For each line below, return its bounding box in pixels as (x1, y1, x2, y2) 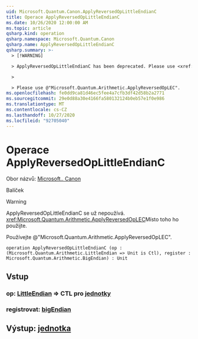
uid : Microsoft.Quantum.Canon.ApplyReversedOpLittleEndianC (6, 8, 157, 15)
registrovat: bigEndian (6, 305, 72, 314)
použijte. (6, 222, 28, 230)
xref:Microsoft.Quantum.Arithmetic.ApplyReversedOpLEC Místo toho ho (6, 216, 179, 223)
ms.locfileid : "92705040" (6, 118, 70, 124)
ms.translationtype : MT (6, 101, 65, 107)
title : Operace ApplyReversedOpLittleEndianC (6, 14, 120, 20)
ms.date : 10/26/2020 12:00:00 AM (6, 20, 88, 25)
